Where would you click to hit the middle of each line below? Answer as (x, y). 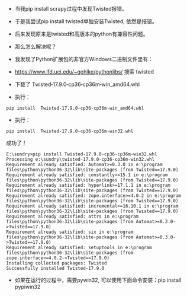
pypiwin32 (28, 287)
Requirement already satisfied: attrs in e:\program (72, 217)
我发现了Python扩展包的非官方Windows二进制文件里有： (84, 59)
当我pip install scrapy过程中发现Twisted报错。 (71, 9)
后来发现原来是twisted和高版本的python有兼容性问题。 (81, 34)
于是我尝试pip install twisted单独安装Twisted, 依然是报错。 (86, 21)
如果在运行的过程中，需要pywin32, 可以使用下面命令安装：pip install (98, 280)
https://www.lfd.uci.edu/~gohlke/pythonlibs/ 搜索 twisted (84, 72)
